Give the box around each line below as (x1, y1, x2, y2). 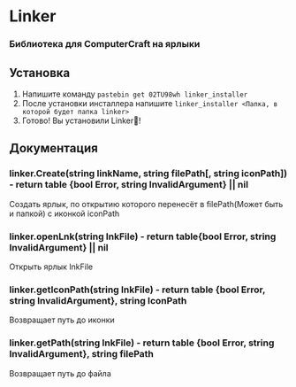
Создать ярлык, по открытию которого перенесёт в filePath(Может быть (9, 198, 284, 209)
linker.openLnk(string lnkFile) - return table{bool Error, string (9, 230, 277, 243)
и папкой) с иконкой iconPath (9, 208, 120, 219)
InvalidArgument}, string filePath (9, 348, 155, 360)
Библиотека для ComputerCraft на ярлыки (9, 38, 201, 50)
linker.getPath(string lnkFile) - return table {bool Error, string (9, 337, 275, 349)
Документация (9, 141, 99, 156)
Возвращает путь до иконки (9, 314, 115, 325)
